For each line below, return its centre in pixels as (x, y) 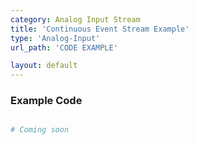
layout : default (44, 66)
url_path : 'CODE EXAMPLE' (64, 47)
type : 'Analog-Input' (55, 38)
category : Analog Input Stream (75, 19)
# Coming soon (40, 130)
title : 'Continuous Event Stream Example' (100, 29)
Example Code (46, 101)
